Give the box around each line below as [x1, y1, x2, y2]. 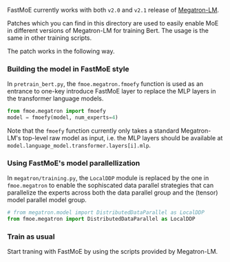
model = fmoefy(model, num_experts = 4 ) [7, 114, 118, 121]
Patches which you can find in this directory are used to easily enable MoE [7, 19, 219, 27]
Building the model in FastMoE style [7, 64, 129, 74]
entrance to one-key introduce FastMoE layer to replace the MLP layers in [7, 87, 216, 96]
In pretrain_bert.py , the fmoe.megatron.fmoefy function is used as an [7, 80, 204, 88]
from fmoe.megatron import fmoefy [7, 108, 107, 115]
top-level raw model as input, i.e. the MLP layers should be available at [23, 134, 223, 142]
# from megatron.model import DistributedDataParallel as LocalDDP [7, 209, 205, 216]
